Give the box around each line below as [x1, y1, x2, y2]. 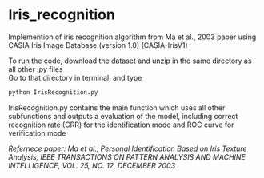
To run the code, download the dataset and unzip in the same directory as [8, 56, 252, 65]
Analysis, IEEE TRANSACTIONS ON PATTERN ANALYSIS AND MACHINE [8, 152, 246, 161]
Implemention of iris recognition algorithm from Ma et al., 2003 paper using [8, 32, 257, 42]
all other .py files [8, 64, 63, 73]
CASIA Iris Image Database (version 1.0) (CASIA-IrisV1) [8, 40, 188, 49]
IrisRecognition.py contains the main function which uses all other [8, 102, 226, 113]
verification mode [8, 128, 66, 137]
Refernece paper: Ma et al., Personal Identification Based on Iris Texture [8, 144, 247, 153]
